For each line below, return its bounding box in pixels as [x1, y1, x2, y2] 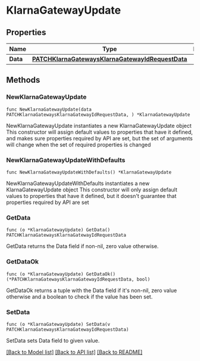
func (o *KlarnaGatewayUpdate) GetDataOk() [6, 271, 116, 277]
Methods [6, 75, 40, 85]
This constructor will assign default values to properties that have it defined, [6, 128, 193, 136]
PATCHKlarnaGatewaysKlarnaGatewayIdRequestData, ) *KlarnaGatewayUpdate [6, 111, 190, 118]
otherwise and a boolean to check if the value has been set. [6, 293, 153, 300]
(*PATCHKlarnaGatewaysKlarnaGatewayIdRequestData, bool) [6, 276, 151, 282]
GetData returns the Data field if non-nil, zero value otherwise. [6, 243, 159, 250]
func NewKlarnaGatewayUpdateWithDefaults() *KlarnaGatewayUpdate [6, 169, 171, 175]
